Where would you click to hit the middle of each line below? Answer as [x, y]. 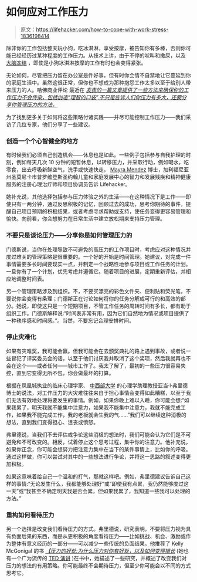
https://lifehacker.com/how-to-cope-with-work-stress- [102, 29]
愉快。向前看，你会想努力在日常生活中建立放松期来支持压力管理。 [86, 219]
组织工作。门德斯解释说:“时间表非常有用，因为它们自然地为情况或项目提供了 [98, 313]
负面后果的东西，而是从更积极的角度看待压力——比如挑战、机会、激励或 [98, 536]
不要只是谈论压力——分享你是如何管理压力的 [69, 235]
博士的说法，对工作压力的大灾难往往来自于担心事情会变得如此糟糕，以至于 [96, 392]
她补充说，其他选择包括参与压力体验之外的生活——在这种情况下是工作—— [96, 197]
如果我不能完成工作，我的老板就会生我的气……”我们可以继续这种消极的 [101, 415]
